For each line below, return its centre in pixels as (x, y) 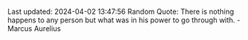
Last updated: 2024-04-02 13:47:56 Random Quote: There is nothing (121, 12)
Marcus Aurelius (34, 28)
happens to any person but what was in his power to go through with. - (124, 20)
